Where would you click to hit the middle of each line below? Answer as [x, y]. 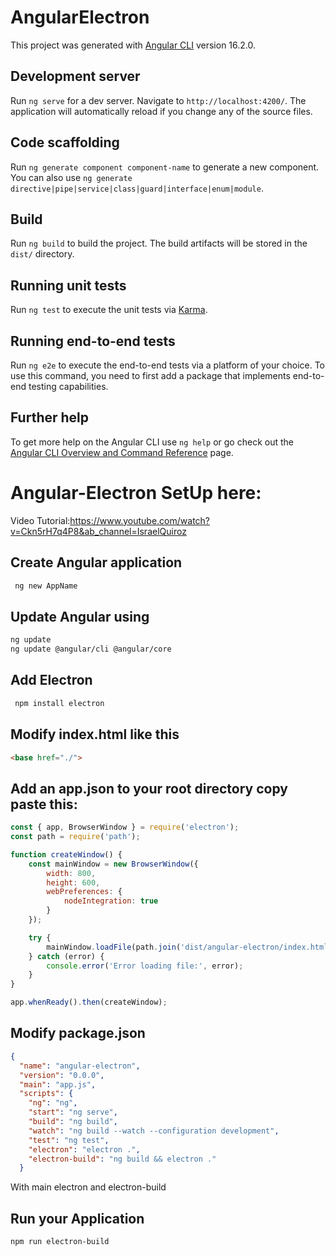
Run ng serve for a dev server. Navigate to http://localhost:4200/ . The [158, 100]
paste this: [44, 804]
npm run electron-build [60, 1242]
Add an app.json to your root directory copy [149, 788]
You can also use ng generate [71, 177]
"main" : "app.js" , [58, 1084]
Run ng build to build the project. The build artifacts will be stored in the [159, 243]
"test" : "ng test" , [69, 1140]
